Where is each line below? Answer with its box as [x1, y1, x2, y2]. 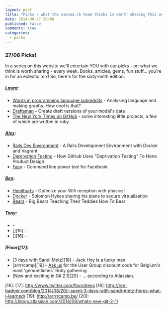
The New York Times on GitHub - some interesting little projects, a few [12, 113, 158, 120]
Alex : [5, 130, 16, 136]
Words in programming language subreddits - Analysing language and [12, 98, 157, 104]
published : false [5, 21, 41, 26]
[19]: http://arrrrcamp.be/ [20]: [26, 293, 89, 299]
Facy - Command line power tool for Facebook [12, 164, 108, 170]
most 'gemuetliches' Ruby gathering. [12, 268, 88, 274]
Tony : [5, 210, 17, 216]
